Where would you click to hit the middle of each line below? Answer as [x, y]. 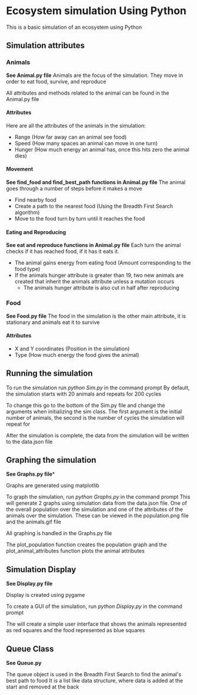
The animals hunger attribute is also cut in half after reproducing [101, 288]
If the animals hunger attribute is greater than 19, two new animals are [99, 275]
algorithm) [27, 212]
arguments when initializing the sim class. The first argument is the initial [94, 411]
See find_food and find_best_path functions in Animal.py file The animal [96, 182]
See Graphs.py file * [31, 474]
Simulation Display [41, 569]
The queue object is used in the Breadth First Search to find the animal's [94, 674]
